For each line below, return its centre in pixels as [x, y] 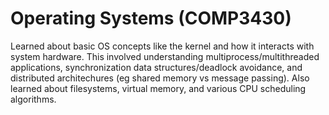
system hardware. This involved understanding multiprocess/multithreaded [165, 56]
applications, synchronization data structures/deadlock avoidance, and [156, 67]
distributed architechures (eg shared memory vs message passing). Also [160, 78]
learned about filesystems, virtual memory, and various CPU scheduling [158, 88]
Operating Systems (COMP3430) [151, 18]
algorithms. [33, 99]
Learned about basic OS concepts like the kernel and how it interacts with [162, 46]
